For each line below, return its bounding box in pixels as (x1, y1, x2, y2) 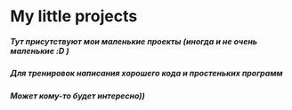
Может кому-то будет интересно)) (10, 90, 146, 101)
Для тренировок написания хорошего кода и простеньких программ (10, 68, 283, 79)
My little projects (10, 6, 138, 27)
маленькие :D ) (10, 45, 69, 56)
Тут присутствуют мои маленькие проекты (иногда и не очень (10, 35, 257, 46)
